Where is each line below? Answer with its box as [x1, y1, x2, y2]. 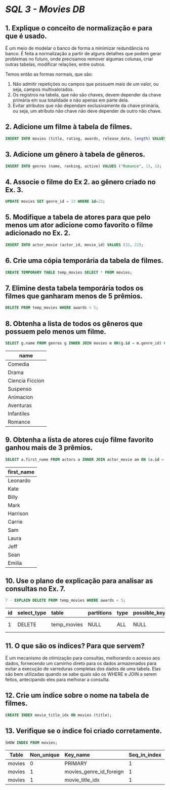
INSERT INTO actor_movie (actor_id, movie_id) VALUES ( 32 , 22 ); [5, 242, 144, 247]
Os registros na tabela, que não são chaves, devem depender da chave [12, 92, 161, 97]
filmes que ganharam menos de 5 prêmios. [5, 292, 143, 300]
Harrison [8, 510, 29, 517]
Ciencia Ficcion [8, 377, 45, 384]
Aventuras [8, 402, 32, 409]
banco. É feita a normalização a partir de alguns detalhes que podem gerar [5, 51, 161, 56]
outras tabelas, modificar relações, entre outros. [5, 61, 106, 67]
